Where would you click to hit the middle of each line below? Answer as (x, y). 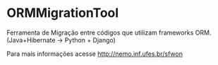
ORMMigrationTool (63, 13)
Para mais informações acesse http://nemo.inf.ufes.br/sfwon (95, 54)
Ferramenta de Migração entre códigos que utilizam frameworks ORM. (109, 32)
